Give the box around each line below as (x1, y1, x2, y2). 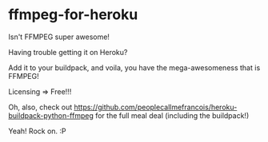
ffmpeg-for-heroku (8, 6, 138, 24)
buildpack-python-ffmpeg (8, 110, 94, 120)
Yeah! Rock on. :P (8, 126, 66, 136)
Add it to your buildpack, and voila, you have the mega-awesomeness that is (8, 62, 261, 73)
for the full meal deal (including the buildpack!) (94, 110, 250, 120)
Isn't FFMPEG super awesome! (8, 32, 110, 41)
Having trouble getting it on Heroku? (8, 47, 128, 57)
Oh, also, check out (8, 102, 73, 112)
